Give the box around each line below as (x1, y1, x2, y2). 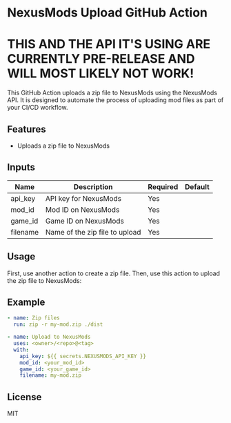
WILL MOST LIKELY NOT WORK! (7, 66, 194, 81)
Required (148, 181, 179, 191)
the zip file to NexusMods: (7, 276, 82, 284)
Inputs (7, 161, 36, 173)
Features (7, 123, 46, 135)
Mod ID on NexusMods (45, 205, 120, 215)
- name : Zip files (7, 315, 60, 322)
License (7, 391, 42, 403)
